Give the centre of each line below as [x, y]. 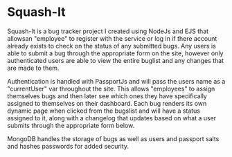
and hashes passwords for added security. [68, 146]
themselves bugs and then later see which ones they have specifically [107, 96]
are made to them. [33, 68]
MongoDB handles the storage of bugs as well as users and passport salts [113, 138]
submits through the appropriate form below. [71, 125]
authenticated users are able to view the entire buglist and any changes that [115, 60]
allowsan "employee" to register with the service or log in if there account [112, 38]
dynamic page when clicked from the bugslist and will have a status [104, 111]
